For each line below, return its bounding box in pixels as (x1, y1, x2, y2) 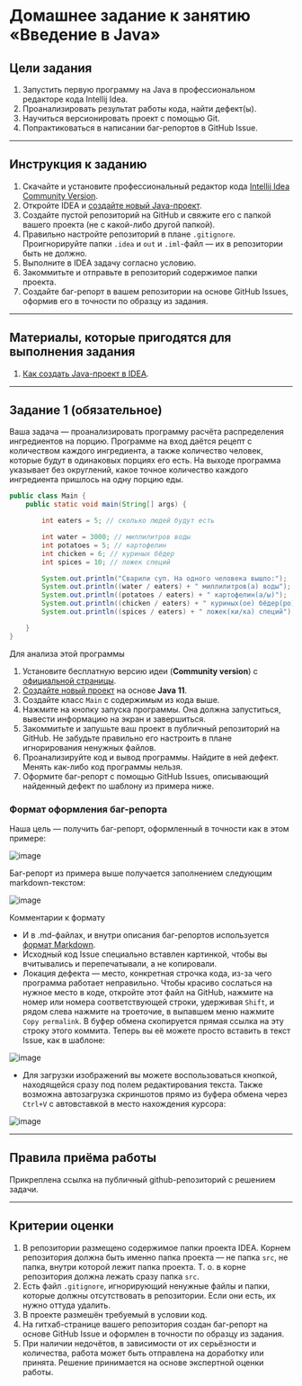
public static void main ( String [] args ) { (25, 500, 187, 509)
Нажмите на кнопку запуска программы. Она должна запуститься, (22, 704, 281, 715)
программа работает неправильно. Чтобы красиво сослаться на (22, 977, 272, 988)
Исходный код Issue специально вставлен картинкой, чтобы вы (22, 949, 268, 959)
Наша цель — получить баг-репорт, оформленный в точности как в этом (9, 823, 289, 833)
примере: (9, 832, 47, 843)
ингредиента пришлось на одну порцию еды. (9, 474, 184, 485)
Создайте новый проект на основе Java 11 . (22, 685, 187, 696)
